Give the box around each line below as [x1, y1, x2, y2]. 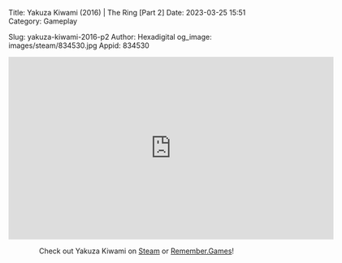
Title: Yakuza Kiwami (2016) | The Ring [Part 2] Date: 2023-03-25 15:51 [8, 8, 246, 17]
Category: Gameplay [8, 16, 78, 26]
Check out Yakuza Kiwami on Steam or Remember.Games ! [39, 246, 234, 256]
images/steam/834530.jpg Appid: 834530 [8, 41, 150, 50]
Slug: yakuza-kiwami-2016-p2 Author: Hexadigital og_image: [8, 32, 213, 41]
